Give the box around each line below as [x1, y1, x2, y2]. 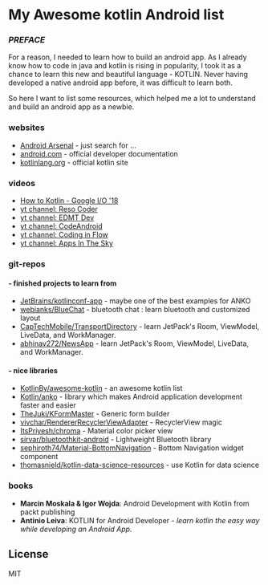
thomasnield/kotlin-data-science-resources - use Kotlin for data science [19, 460, 259, 470]
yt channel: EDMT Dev [19, 213, 95, 222]
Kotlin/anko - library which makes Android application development [19, 392, 243, 402]
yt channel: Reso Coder [19, 205, 98, 214]
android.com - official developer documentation [19, 148, 179, 158]
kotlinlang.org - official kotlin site [19, 157, 128, 167]
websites [8, 122, 46, 133]
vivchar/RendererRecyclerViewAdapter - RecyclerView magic [19, 417, 223, 427]
